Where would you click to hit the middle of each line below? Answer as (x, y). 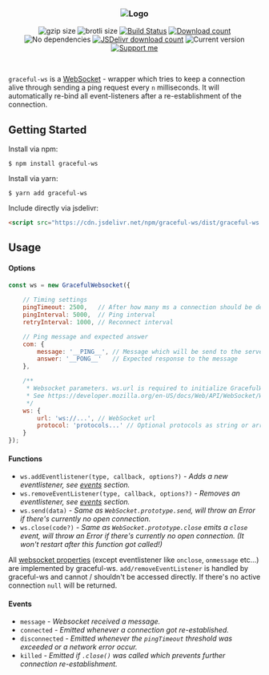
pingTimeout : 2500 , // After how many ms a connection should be (137, 307)
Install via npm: (33, 149)
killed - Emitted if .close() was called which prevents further (122, 656)
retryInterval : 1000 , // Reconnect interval (98, 322)
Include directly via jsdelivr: (53, 208)
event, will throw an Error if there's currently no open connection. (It (132, 536)
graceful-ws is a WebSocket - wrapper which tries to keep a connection (127, 79)
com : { (34, 344)
